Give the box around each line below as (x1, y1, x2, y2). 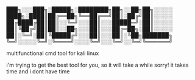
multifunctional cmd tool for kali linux (6, 50, 99, 57)
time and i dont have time (6, 68, 70, 75)
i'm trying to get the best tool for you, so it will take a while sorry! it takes (6, 61, 189, 68)
